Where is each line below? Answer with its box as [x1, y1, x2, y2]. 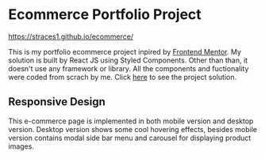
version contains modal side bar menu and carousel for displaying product [8, 133, 252, 142]
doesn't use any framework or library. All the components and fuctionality [8, 63, 249, 73]
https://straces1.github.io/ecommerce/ [8, 32, 133, 41]
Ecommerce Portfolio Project [8, 6, 202, 24]
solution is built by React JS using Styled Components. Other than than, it [8, 55, 248, 65]
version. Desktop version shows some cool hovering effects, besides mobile [8, 124, 258, 134]
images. [8, 141, 34, 151]
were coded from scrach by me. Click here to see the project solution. [8, 72, 236, 81]
